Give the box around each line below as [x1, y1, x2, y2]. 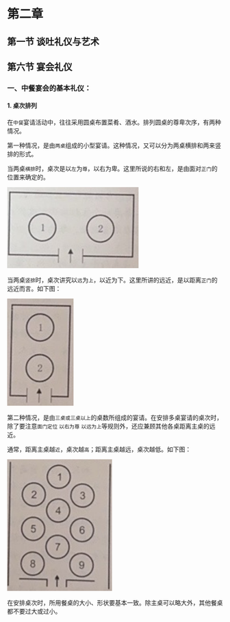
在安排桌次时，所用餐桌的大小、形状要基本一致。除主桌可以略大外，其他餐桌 [7, 599, 223, 607]
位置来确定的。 [7, 173, 49, 182]
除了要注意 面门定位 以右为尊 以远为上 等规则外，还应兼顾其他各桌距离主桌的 [7, 422, 210, 431]
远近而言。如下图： [7, 285, 62, 293]
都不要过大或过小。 [7, 608, 62, 616]
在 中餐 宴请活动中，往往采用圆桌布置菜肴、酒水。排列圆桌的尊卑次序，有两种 [7, 118, 221, 127]
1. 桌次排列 [7, 101, 38, 110]
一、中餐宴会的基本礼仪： [7, 83, 92, 93]
